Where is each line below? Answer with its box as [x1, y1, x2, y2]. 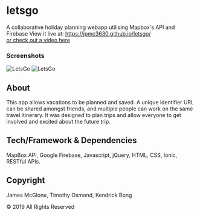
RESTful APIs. [6, 157, 40, 165]
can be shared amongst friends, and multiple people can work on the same [6, 105, 193, 112]
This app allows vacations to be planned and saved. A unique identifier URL [6, 99, 195, 106]
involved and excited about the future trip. [6, 118, 111, 125]
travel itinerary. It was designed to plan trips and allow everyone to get [6, 112, 181, 119]
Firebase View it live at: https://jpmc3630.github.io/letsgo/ [6, 30, 151, 37]
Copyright [6, 176, 45, 186]
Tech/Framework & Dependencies [6, 135, 137, 145]
